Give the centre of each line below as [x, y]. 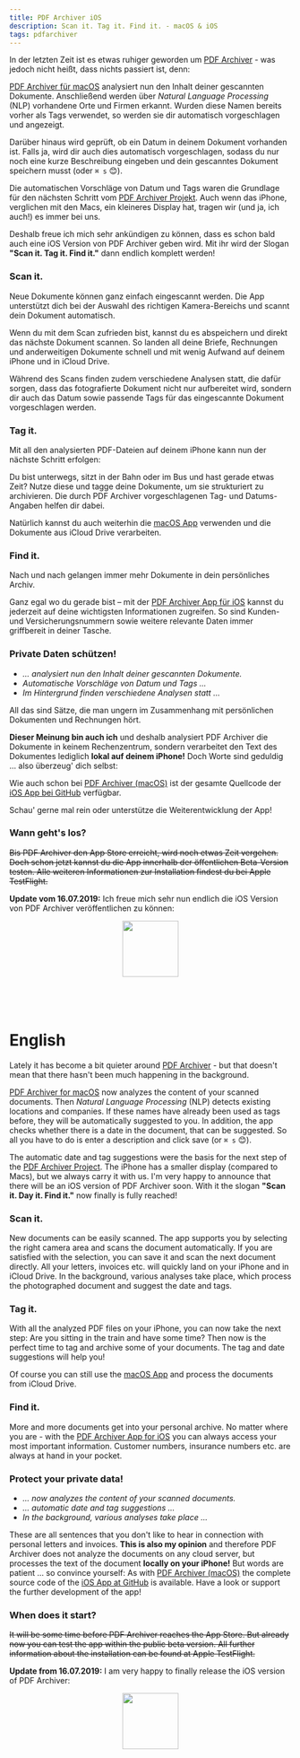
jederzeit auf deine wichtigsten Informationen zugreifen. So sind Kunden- [145, 612]
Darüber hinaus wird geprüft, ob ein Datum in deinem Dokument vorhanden [149, 142]
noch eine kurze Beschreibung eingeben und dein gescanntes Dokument [144, 162]
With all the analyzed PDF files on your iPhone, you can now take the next [145, 1328]
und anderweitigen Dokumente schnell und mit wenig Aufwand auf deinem [147, 352]
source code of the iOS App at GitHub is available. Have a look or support [145, 1582]
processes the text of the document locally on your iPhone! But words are [146, 1563]
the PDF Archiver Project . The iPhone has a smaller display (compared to [144, 1167]
